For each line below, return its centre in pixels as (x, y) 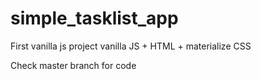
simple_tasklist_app (94, 18)
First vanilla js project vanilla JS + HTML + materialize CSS (131, 46)
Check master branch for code (73, 65)
